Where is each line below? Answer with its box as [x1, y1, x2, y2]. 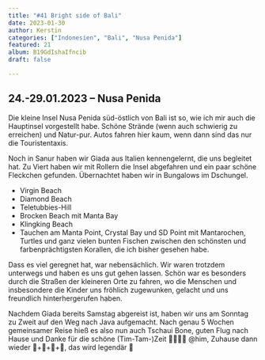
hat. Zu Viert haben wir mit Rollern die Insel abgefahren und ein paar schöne [8, 161, 257, 171]
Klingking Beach [19, 219, 74, 229]
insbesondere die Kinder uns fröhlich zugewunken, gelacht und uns [8, 285, 229, 294]
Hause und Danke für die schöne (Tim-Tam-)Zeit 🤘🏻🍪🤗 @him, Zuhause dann [8, 334, 258, 343]
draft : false [8, 56, 51, 64]
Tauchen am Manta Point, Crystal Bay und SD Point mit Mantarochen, [19, 227, 246, 237]
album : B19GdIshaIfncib [8, 48, 87, 56]
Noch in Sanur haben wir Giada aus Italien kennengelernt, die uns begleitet [8, 153, 252, 163]
